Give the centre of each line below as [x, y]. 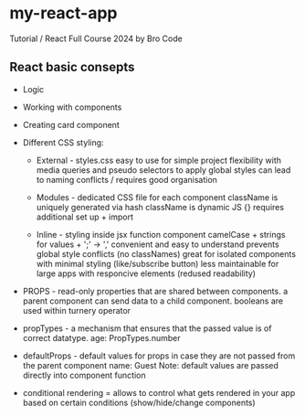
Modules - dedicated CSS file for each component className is [157, 197]
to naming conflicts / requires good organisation [126, 179]
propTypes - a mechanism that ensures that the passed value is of [147, 328]
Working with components [72, 107]
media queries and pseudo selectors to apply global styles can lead [163, 170]
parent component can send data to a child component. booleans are [153, 301]
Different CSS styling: [63, 142]
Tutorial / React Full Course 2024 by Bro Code [96, 38]
